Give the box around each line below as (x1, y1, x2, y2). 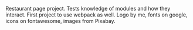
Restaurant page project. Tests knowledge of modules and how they (5, 5, 171, 12)
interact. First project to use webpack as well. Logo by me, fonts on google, (5, 11, 188, 18)
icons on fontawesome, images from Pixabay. (5, 18, 116, 24)
